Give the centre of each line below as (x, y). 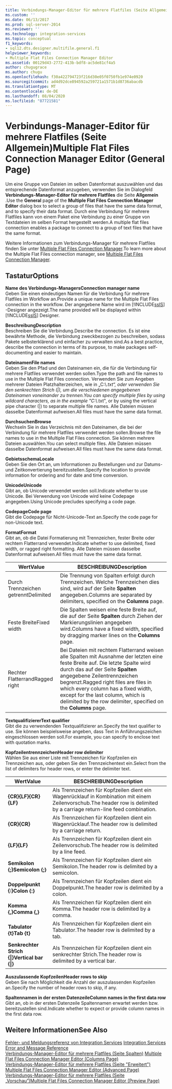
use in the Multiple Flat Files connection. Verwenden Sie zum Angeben (80, 379)
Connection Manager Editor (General (85, 159)
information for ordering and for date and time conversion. (67, 475)
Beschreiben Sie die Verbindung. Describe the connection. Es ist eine (78, 331)
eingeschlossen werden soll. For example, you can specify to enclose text (83, 737)
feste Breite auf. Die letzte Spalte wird (105, 663)
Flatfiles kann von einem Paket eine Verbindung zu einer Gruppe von (78, 217)
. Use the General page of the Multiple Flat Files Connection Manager (79, 200)
